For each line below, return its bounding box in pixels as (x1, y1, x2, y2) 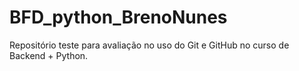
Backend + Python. (9, 49, 89, 61)
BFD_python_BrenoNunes (9, 6, 228, 29)
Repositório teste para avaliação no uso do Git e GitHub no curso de (9, 39, 290, 51)
